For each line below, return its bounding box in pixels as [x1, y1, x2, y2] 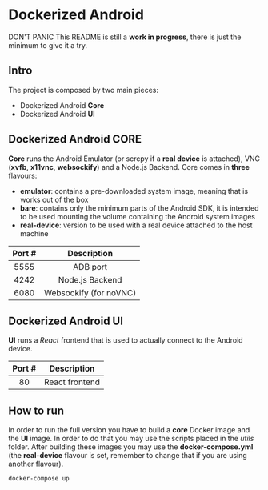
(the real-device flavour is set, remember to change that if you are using [8, 451, 248, 460]
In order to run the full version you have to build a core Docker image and [8, 425, 250, 435]
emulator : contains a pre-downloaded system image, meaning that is [19, 186, 249, 195]
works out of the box [19, 195, 89, 204]
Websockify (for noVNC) [43, 287, 137, 298]
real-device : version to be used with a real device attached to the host [19, 220, 254, 230]
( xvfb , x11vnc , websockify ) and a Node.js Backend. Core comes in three [8, 162, 250, 171]
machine [19, 228, 50, 238]
